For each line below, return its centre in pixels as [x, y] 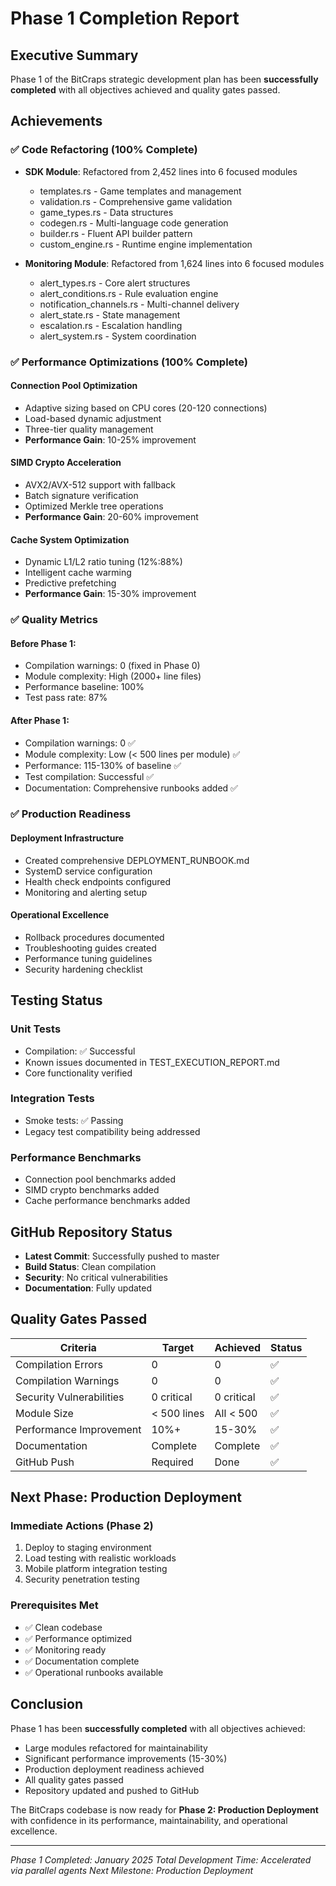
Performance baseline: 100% [84, 687]
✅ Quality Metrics [54, 620]
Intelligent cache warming [78, 573]
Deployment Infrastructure [67, 838]
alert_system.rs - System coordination [118, 336]
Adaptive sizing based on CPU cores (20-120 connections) [146, 408]
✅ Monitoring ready [65, 1649]
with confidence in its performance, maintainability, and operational [149, 1820]
